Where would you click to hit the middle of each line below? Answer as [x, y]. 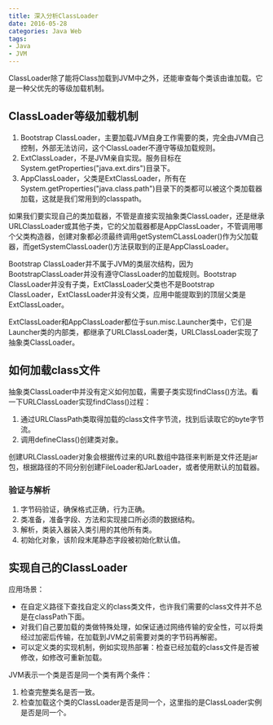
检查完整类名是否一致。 [59, 692]
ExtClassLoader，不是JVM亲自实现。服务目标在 [101, 158]
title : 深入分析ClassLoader [54, 16]
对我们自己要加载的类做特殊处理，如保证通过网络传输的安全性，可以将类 [141, 626]
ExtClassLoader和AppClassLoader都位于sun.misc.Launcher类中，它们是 [130, 322]
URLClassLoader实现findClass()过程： [87, 402]
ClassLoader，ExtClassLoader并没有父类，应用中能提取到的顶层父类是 [128, 294]
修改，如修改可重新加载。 [63, 657]
